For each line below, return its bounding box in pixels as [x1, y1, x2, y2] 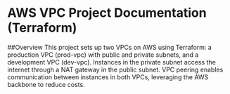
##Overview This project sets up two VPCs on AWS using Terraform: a [7, 43, 212, 51]
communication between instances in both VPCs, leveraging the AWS [7, 72, 209, 81]
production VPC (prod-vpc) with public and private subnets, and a [7, 51, 199, 59]
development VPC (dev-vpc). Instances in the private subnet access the [7, 58, 216, 66]
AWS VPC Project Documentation [7, 5, 207, 21]
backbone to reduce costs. [7, 80, 86, 88]
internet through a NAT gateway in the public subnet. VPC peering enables [7, 65, 224, 74]
